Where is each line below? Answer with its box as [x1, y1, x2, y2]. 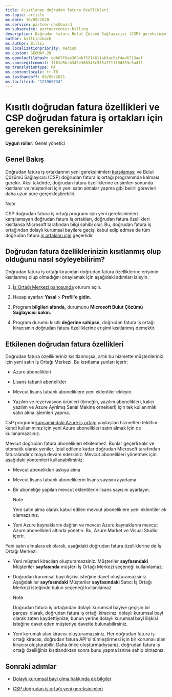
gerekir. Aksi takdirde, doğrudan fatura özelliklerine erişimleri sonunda [5, 179, 154, 185]
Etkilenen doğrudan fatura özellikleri [5, 340, 124, 348]
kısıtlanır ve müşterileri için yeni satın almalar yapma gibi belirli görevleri [5, 185, 157, 191]
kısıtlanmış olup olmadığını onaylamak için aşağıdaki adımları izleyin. [5, 274, 149, 280]
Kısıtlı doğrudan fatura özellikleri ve [5, 101, 160, 113]
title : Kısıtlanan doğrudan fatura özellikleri [5, 7, 109, 13]
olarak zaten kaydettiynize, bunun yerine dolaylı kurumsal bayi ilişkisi [12, 615, 158, 621]
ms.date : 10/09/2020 [5, 17, 50, 22]
